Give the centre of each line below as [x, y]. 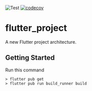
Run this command [25, 70]
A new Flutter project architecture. [41, 42]
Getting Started [30, 58]
